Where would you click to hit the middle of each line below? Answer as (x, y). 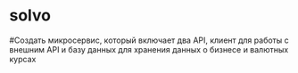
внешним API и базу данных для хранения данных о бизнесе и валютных (149, 49)
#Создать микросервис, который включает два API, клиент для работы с (149, 40)
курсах (23, 59)
